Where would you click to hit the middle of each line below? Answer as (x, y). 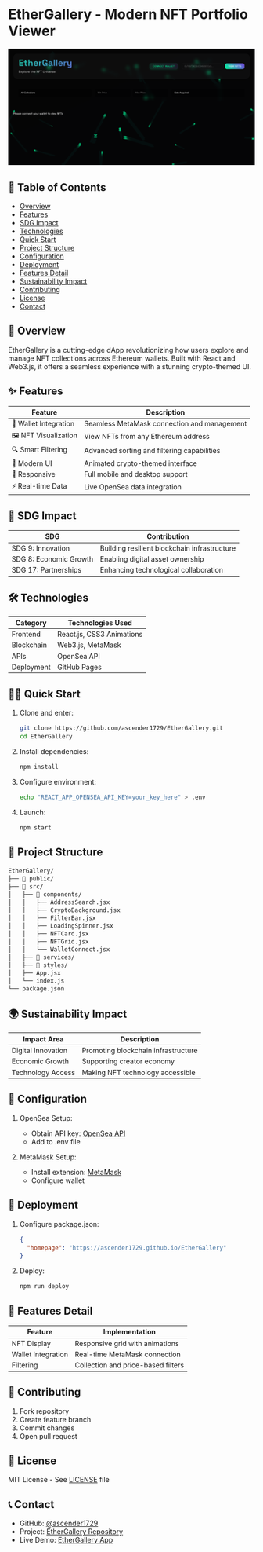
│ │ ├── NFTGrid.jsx (49, 942)
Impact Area (43, 1039)
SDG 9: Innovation (41, 548)
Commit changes (47, 1428)
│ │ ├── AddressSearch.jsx (59, 902)
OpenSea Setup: (46, 1118)
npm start (36, 827)
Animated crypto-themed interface (141, 463)
